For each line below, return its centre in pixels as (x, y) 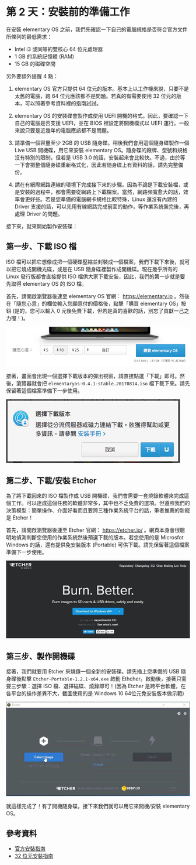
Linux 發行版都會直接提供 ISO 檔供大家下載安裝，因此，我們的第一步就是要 (96, 276)
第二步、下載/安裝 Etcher (51, 481)
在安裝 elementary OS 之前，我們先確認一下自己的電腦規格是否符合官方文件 (97, 29)
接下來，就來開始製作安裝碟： (42, 226)
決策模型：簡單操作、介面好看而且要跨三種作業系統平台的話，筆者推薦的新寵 (98, 511)
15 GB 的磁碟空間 (35, 64)
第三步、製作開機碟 (41, 656)
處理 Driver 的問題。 (38, 214)
